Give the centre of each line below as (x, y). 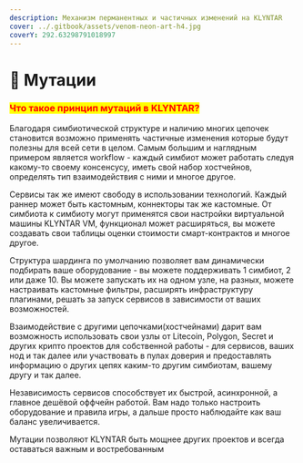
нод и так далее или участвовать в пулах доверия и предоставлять (141, 355)
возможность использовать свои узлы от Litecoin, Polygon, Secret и (141, 336)
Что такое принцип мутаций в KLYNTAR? (105, 108)
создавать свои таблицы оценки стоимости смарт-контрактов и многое (150, 232)
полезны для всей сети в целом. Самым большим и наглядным (133, 148)
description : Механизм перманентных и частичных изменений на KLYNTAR (146, 18)
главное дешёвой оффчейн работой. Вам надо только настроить (135, 402)
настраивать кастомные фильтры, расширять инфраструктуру (131, 289)
